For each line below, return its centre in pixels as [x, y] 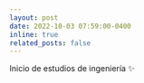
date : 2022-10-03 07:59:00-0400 [70, 26]
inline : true [34, 34]
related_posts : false [50, 43]
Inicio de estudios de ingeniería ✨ [72, 69]
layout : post [34, 18]
